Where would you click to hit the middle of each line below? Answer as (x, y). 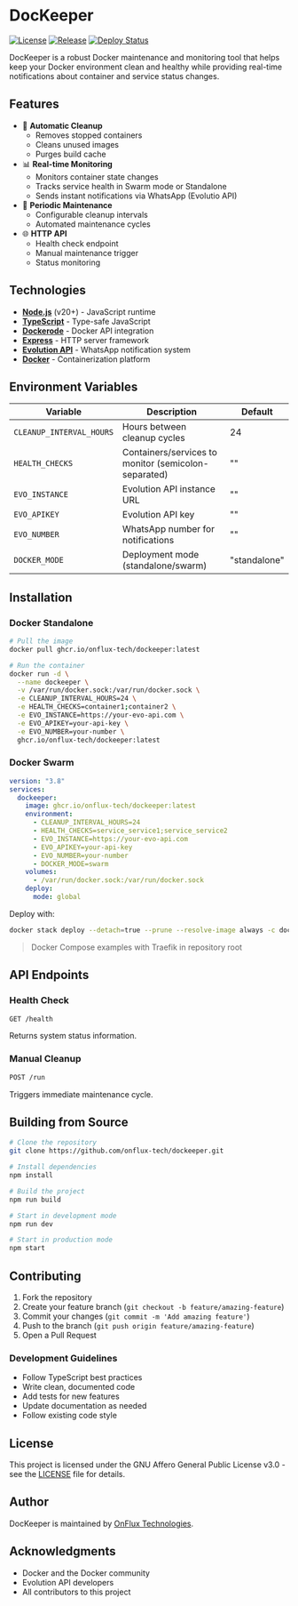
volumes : (41, 872)
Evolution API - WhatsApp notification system (106, 349)
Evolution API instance (169, 489)
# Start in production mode (61, 1240)
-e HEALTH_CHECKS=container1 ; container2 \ (97, 707)
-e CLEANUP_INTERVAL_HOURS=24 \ (77, 699)
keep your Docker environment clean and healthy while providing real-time (146, 67)
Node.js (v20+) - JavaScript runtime (89, 311)
